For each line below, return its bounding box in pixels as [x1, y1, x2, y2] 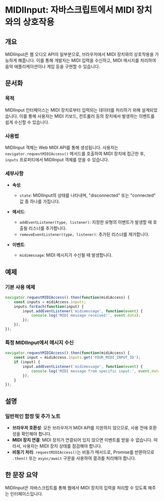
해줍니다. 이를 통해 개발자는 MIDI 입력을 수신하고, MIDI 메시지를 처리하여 [18, 58, 156, 63]
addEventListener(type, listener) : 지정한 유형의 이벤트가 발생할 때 [19, 219, 152, 225]
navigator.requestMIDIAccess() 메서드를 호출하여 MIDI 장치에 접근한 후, [5, 151, 145, 156]
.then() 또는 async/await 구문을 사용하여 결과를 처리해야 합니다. [12, 455, 136, 461]
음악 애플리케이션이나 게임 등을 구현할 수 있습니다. [5, 64, 101, 69]
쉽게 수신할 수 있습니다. [5, 119, 50, 125]
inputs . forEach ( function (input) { [14, 304, 84, 309]
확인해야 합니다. [21, 431, 52, 437]
